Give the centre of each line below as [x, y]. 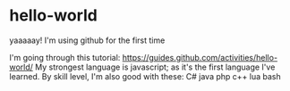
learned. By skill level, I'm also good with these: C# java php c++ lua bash [145, 76]
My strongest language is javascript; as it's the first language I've [155, 67]
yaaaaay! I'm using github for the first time [87, 40]
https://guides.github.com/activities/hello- [200, 57]
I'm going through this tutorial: [65, 57]
